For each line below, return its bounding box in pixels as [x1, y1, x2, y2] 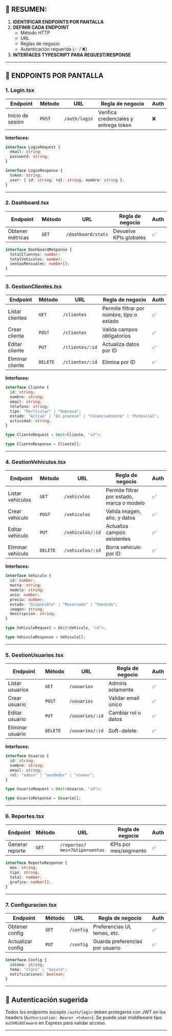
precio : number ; [10, 597, 45, 602]
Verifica [98, 109, 117, 116]
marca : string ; [10, 583, 42, 588]
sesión [8, 118, 24, 126]
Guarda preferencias [93, 938, 143, 945]
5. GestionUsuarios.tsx [5, 651, 64, 658]
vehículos [8, 496, 31, 504]
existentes [105, 535, 131, 543]
